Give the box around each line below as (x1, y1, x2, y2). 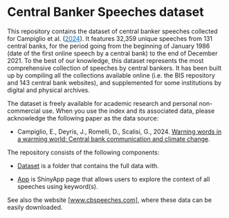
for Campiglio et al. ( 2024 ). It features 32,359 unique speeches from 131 (7, 34, 213, 42)
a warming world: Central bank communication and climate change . (17, 134, 210, 143)
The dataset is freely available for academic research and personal (7, 99, 198, 107)
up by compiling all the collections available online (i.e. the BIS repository (7, 71, 216, 80)
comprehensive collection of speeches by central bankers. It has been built (7, 64, 222, 72)
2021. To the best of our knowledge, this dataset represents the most (7, 56, 204, 64)
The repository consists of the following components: (7, 148, 160, 156)
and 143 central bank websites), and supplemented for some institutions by (7, 78, 222, 87)
